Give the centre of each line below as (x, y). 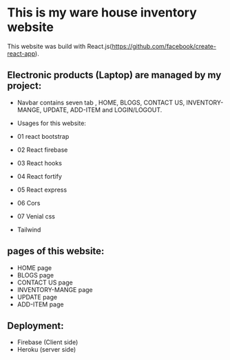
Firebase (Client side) (48, 342)
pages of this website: (56, 251)
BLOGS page (35, 275)
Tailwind (29, 229)
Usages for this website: (51, 123)
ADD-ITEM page (40, 304)
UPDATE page (37, 297)
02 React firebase (42, 150)
